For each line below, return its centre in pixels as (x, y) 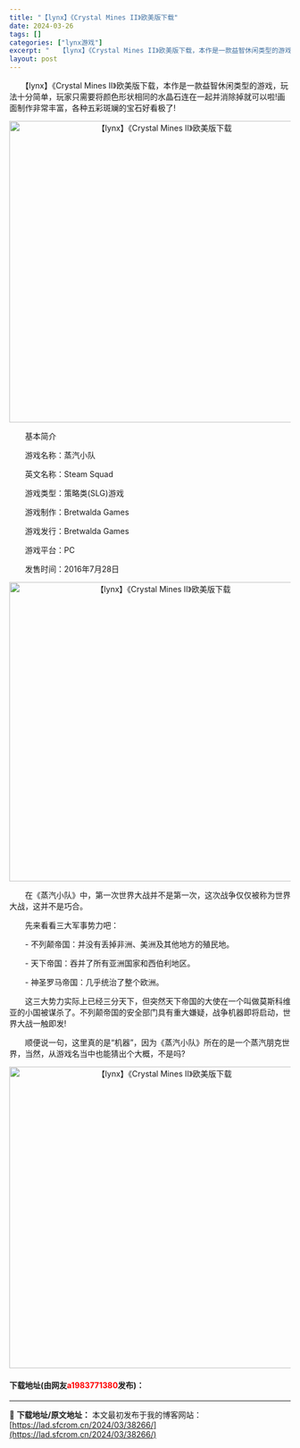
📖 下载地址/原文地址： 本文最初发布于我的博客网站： (106, 1415)
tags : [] (25, 34)
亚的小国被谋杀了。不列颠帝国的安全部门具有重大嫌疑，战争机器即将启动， (146, 1012)
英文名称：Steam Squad (69, 474)
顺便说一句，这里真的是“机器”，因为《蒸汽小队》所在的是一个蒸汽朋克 (154, 1042)
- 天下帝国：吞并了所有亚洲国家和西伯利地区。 (110, 963)
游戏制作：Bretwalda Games (77, 512)
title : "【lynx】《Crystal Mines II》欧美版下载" (94, 17)
